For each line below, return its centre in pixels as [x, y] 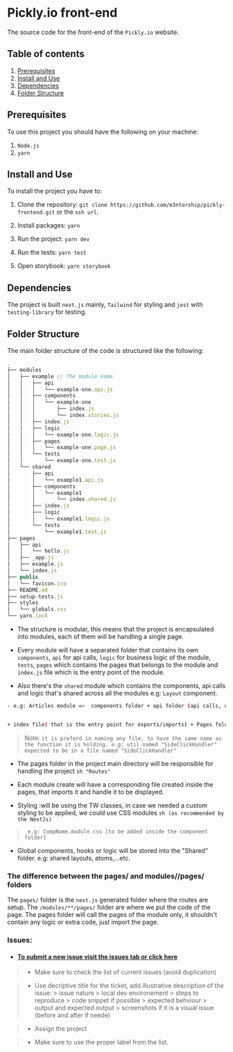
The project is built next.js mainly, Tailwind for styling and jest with [105, 305]
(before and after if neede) [72, 1015]
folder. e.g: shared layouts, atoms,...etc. [74, 858]
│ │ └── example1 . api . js [55, 480]
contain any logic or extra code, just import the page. [83, 922]
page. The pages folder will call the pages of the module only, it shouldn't [112, 915]
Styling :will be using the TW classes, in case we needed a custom [112, 805]
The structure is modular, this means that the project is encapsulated [115, 629]
